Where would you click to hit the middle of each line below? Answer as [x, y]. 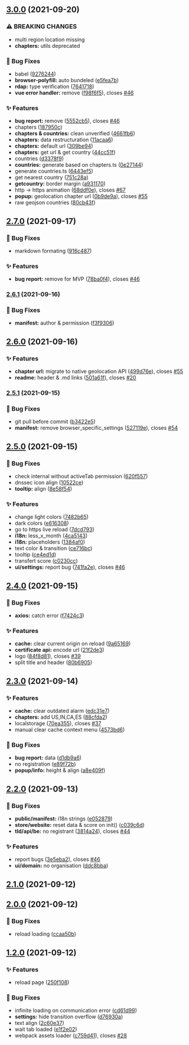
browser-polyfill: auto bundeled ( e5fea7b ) [67, 80]
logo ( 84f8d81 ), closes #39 [48, 656]
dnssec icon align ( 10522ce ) [49, 483]
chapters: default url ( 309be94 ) [54, 146]
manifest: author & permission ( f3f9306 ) [64, 323]
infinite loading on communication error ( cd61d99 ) [76, 1011]
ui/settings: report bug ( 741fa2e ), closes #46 [70, 567]
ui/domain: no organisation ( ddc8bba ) [61, 866]
